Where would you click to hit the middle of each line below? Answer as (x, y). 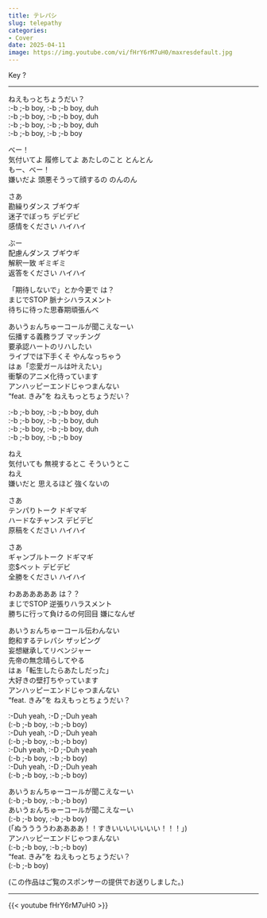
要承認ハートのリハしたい (50, 346)
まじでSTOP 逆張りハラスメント (60, 604)
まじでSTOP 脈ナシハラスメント (60, 300)
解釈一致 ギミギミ (37, 263)
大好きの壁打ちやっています (54, 680)
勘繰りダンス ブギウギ (44, 206)
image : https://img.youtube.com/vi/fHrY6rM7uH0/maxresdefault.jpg (120, 52)
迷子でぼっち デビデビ (44, 216)
